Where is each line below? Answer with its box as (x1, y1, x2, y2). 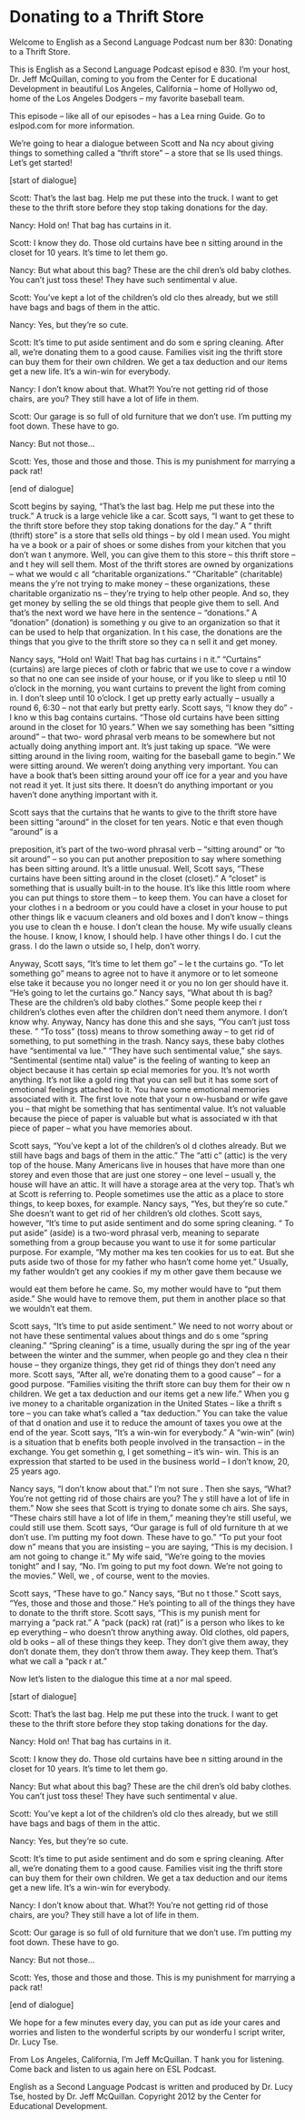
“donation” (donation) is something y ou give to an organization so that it (9, 616, 280, 627)
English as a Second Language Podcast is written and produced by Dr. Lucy (9, 2081, 293, 2092)
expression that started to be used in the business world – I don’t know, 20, (9, 1456, 290, 1466)
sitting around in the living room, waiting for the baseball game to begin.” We (9, 750, 296, 761)
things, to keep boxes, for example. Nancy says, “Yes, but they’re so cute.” (9, 1198, 289, 1209)
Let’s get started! (9, 157, 73, 167)
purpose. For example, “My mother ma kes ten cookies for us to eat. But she (9, 1246, 295, 1257)
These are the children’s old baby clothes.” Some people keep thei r (9, 997, 262, 1008)
